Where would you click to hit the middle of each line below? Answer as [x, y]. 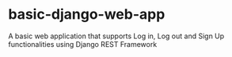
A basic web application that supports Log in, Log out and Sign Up [116, 36]
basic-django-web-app [87, 14]
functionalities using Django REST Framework [83, 44]
